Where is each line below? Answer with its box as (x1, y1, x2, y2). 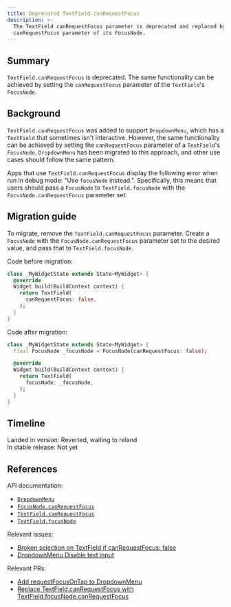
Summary (7, 54, 50, 66)
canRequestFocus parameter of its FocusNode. (13, 29, 146, 37)
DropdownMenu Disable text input (16, 551, 115, 559)
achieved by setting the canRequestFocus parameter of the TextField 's (7, 81, 205, 89)
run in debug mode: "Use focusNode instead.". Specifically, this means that (7, 176, 217, 184)
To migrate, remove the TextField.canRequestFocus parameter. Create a (7, 229, 210, 237)
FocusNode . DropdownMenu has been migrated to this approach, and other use (7, 148, 221, 156)
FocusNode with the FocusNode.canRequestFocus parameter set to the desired (7, 236, 220, 245)
